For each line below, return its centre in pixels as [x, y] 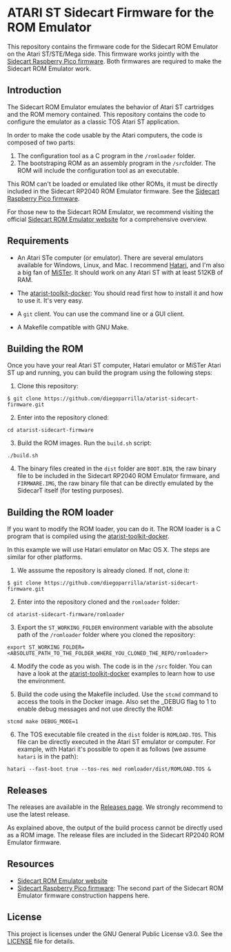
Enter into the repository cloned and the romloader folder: [99, 602]
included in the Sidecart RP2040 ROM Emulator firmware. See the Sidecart [113, 191]
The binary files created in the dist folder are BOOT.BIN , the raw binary [117, 468]
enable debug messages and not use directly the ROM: [95, 709]
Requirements [38, 241]
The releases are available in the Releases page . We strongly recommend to [115, 807]
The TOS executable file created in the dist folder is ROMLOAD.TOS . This [117, 734]
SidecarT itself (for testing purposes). [70, 491]
